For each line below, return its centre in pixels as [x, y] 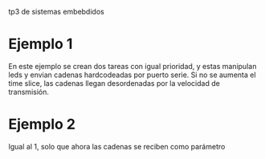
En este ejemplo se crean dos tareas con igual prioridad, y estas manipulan [132, 66]
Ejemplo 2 [42, 124]
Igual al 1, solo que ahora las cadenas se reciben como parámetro [117, 146]
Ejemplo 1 [41, 44]
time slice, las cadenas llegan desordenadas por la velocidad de [114, 83]
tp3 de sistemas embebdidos [56, 12]
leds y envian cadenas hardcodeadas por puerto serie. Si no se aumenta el [132, 75]
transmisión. [29, 92]
